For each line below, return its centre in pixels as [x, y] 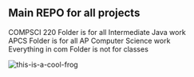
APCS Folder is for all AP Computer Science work [89, 40]
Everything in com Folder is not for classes [79, 49]
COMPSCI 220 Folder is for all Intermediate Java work [97, 32]
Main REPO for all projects [74, 13]
